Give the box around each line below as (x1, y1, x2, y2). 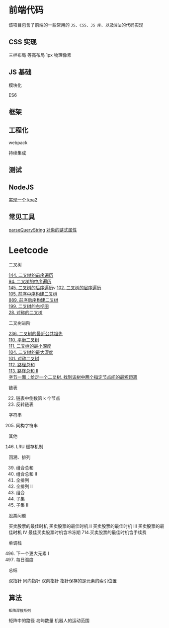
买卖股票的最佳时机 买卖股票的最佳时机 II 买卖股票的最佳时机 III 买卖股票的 (8, 523, 160, 529)
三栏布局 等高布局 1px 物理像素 (8, 52, 72, 58)
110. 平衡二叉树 (8, 336, 39, 343)
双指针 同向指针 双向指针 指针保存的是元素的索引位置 (8, 577, 117, 584)
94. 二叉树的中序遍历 (8, 278, 52, 284)
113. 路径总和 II (8, 368, 39, 374)
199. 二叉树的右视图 (8, 303, 49, 309)
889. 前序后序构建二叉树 (8, 297, 59, 303)
